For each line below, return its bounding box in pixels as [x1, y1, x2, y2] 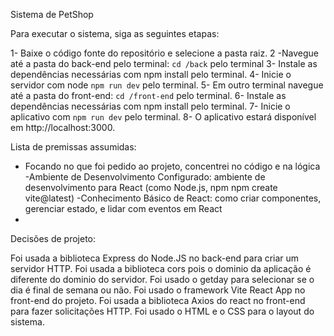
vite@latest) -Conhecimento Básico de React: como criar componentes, [24, 192, 322, 204]
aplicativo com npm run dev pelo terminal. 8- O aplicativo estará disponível [10, 111, 317, 123]
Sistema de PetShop [10, 9, 94, 20]
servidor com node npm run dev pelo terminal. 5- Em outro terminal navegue [10, 79, 324, 91]
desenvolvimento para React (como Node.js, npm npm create [24, 182, 278, 193]
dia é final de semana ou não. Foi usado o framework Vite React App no [10, 284, 306, 296]
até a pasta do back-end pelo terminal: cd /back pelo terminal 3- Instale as [10, 58, 318, 69]
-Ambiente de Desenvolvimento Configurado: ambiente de [24, 171, 266, 183]
